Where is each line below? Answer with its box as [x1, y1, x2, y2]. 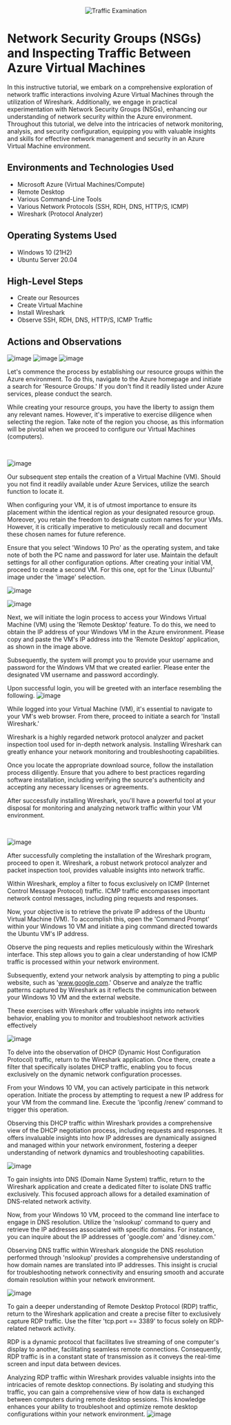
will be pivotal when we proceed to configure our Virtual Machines [7, 425, 196, 434]
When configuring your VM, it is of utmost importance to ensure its [7, 501, 197, 509]
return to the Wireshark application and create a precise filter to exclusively [7, 1309, 221, 1318]
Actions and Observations [7, 335, 122, 347]
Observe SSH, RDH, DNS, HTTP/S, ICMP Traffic [17, 315, 153, 324]
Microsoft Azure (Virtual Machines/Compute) [17, 180, 145, 188]
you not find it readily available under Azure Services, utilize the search [7, 480, 210, 488]
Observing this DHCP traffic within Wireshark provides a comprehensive [7, 1119, 212, 1128]
